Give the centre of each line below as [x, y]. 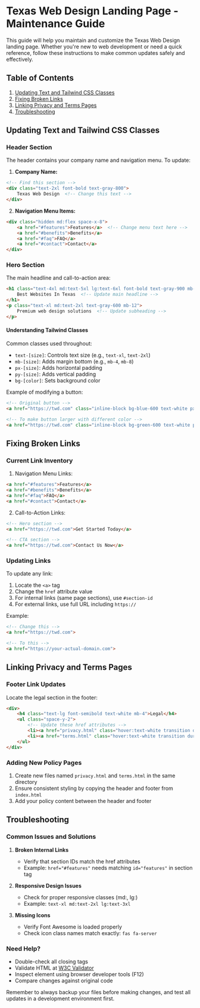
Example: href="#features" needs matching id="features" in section [108, 868]
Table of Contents [40, 78]
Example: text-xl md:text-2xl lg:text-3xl [77, 903]
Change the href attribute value [54, 592]
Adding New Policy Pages [44, 762]
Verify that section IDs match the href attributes [82, 861]
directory [26, 782]
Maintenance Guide [56, 24]
